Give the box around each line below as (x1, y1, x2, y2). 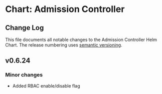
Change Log (5, 23, 44, 32)
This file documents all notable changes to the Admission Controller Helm (5, 36, 157, 42)
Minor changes (5, 71, 43, 78)
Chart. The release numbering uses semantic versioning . (5, 42, 122, 48)
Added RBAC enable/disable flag (12, 82, 80, 88)
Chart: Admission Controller (5, 3, 125, 15)
